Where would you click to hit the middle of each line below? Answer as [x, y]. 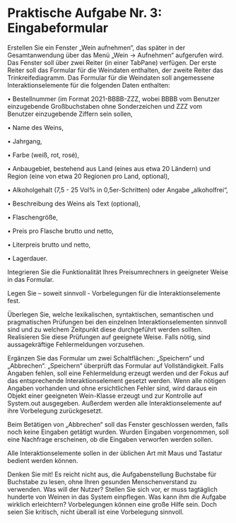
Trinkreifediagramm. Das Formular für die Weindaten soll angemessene [111, 77]
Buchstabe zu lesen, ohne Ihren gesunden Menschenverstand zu [102, 481]
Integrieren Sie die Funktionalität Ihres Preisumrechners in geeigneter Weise [118, 272]
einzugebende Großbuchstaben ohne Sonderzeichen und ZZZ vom [105, 106]
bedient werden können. [43, 460]
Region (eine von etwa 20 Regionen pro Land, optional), [88, 176]
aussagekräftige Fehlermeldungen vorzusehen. [76, 344]
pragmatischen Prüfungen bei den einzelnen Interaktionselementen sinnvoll [117, 322]
